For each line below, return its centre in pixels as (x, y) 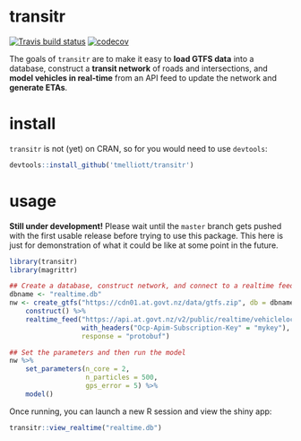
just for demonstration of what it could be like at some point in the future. (144, 245)
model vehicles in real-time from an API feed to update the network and (143, 77)
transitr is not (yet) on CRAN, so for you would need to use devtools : (138, 148)
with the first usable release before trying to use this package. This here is (146, 235)
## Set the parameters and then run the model (98, 352)
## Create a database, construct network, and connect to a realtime (142, 286)
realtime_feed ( (54, 319)
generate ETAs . (39, 87)
